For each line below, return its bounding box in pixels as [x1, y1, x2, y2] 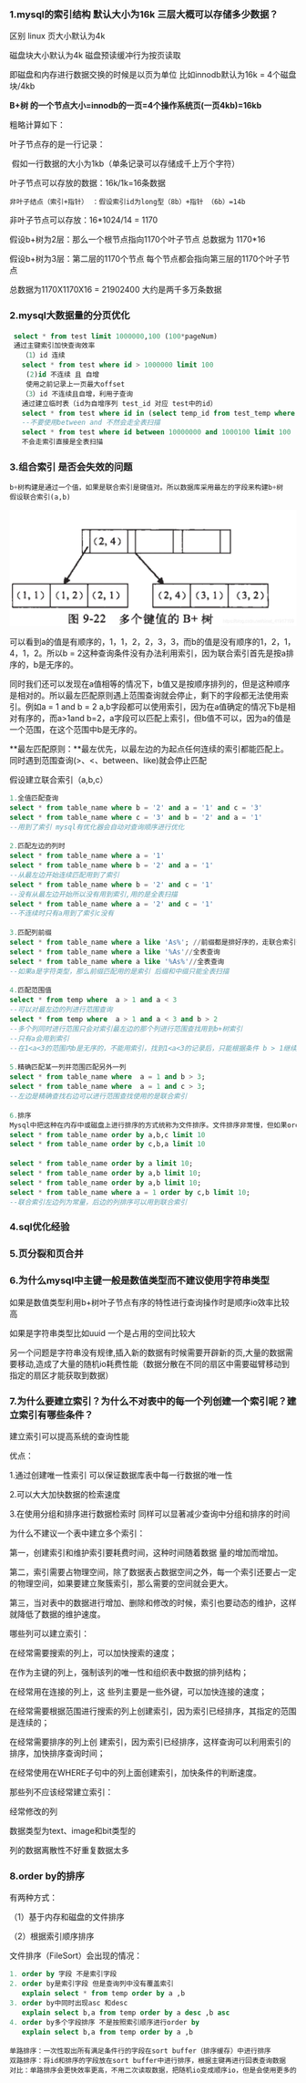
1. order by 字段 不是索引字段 [9, 1970, 117, 1979]
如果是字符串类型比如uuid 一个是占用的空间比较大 [9, 1327, 196, 1338]
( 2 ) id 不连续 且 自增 [25, 370, 100, 379]
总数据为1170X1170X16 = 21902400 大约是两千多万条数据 [9, 285, 222, 295]
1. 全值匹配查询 [9, 793, 59, 803]
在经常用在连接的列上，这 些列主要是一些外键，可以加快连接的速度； [9, 1685, 267, 1697]
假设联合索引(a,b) [9, 492, 71, 503]
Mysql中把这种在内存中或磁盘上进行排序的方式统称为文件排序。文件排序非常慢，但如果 [9, 1120, 288, 1130]
